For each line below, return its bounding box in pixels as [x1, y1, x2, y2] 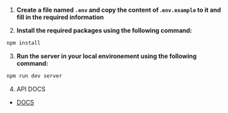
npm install [6, 40, 41, 47]
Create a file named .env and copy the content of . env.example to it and [16, 6, 221, 14]
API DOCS [16, 85, 46, 93]
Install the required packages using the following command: [16, 27, 192, 34]
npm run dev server [6, 72, 63, 79]
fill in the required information [16, 13, 104, 21]
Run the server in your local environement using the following [16, 51, 197, 60]
